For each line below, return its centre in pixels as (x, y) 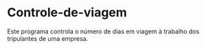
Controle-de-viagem (67, 13)
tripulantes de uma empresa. (48, 38)
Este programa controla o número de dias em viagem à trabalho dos (103, 31)
